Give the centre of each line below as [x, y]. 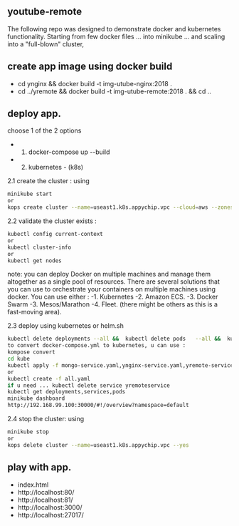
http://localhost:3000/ [50, 507]
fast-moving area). [34, 312]
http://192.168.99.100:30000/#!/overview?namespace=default [99, 406]
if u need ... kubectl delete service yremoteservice [89, 385]
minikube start [30, 194]
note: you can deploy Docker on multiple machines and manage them [109, 274]
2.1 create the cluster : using [49, 181]
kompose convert [31, 352]
